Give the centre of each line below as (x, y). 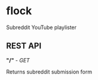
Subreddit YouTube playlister (42, 27)
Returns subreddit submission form (49, 72)
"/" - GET (18, 60)
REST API (24, 46)
